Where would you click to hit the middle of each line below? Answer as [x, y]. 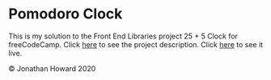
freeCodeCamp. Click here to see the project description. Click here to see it [136, 44]
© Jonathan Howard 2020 [52, 68]
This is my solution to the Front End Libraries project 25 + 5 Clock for [123, 36]
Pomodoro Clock [66, 14]
